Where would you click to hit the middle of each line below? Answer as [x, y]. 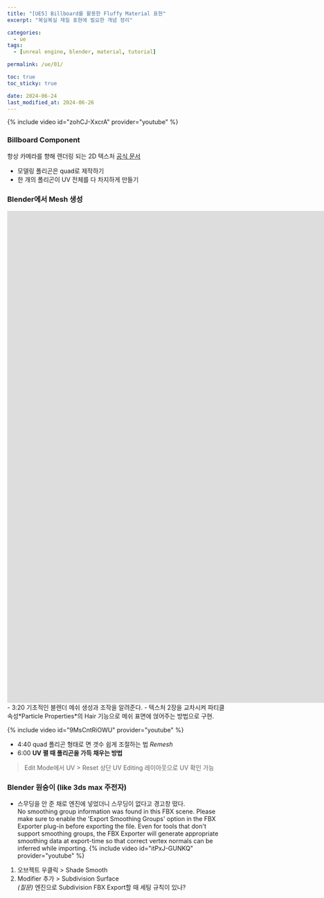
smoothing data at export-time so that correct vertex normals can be [115, 841]
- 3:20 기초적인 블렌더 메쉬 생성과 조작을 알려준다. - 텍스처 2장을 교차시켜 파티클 [116, 707]
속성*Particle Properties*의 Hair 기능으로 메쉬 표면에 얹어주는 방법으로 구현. [111, 716]
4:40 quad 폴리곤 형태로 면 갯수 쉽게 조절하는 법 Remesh [95, 744]
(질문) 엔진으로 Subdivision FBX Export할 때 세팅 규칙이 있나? [101, 888]
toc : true [21, 77]
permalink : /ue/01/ [35, 64]
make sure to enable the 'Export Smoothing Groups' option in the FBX [116, 819]
